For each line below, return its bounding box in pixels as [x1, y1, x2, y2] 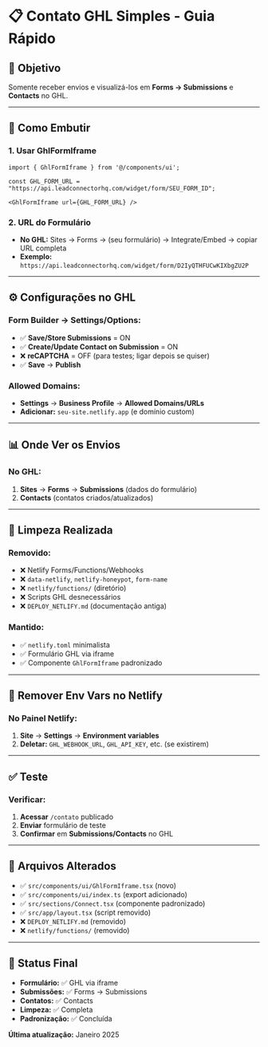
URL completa [19, 243, 67, 253]
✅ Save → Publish [19, 360, 81, 369]
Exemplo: [19, 251, 53, 261]
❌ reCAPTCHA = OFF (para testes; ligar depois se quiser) [19, 351, 210, 360]
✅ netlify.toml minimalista [19, 640, 110, 649]
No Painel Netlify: [8, 712, 77, 723]
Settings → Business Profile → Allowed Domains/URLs [19, 398, 205, 407]
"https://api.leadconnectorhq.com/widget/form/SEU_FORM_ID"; [8, 184, 216, 192]
